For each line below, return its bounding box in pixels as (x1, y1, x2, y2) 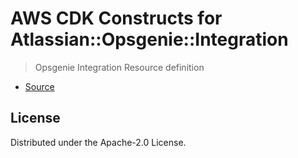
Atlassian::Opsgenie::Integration (10, 28, 289, 51)
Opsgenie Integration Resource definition (34, 61, 205, 73)
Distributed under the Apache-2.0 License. (10, 136, 187, 148)
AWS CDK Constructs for (10, 7, 223, 30)
